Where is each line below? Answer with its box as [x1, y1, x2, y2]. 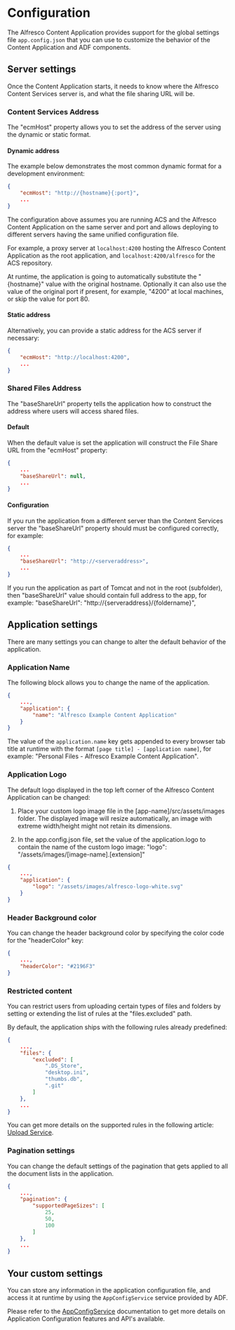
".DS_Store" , [44, 1063, 83, 1070]
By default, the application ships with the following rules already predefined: [7, 1023, 227, 1031]
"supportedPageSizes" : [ [32, 1202, 105, 1209]
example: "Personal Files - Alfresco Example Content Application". [7, 752, 199, 760]
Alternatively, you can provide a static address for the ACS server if [7, 326, 202, 335]
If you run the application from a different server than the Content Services [7, 516, 223, 525]
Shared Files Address [7, 384, 82, 394]
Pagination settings [7, 1146, 75, 1155]
